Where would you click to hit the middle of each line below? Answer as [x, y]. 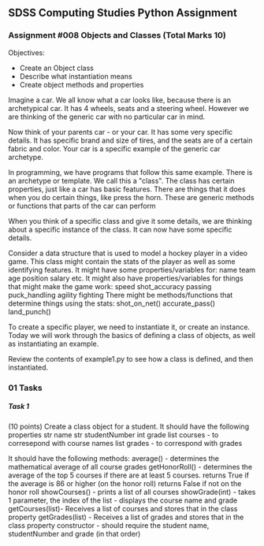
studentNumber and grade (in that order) [74, 533]
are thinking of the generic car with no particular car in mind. [107, 117]
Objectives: [26, 52]
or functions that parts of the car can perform [82, 206]
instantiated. [28, 367]
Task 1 [19, 407]
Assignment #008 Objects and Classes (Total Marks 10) [117, 35]
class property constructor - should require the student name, [109, 525]
